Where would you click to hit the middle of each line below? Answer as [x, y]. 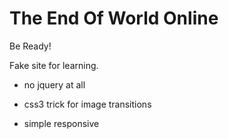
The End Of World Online [114, 18]
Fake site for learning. [54, 65]
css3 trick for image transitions [87, 104]
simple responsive [61, 123]
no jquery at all [54, 84]
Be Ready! [30, 46]
